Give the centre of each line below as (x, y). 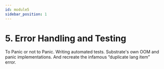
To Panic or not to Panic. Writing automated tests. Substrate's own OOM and (82, 52)
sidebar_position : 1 (26, 14)
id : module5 (17, 10)
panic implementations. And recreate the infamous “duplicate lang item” (78, 57)
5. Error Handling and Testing (66, 38)
